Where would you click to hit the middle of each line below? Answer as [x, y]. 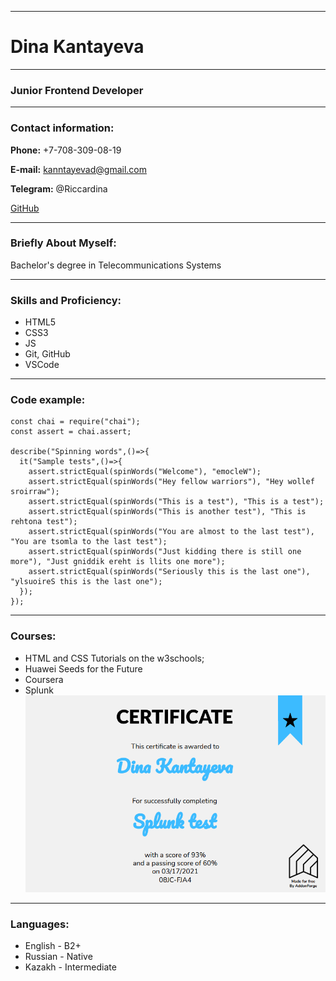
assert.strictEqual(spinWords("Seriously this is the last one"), [169, 572]
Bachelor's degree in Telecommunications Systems [116, 265]
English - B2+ [53, 946]
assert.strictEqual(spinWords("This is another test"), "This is [167, 512]
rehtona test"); [44, 522]
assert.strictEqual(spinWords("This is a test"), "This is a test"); [176, 502]
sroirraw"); [35, 492]
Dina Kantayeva [77, 47]
